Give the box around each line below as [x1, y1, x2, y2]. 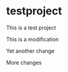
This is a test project [6, 24, 57, 31]
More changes [6, 59, 42, 66]
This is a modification [6, 35, 59, 43]
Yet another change [6, 47, 55, 55]
